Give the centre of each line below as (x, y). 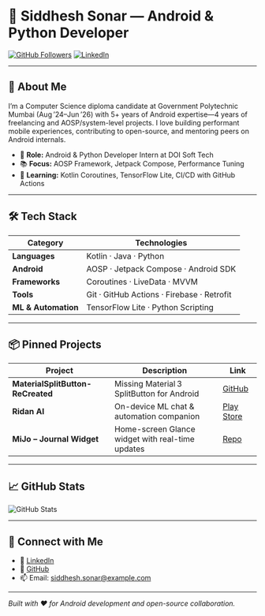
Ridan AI (28, 412)
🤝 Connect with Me (56, 541)
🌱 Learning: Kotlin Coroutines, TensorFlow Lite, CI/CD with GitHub (127, 175)
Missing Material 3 (148, 384)
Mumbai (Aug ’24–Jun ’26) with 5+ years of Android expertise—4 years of (128, 114)
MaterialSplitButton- (52, 384)
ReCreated (33, 394)
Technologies (161, 242)
